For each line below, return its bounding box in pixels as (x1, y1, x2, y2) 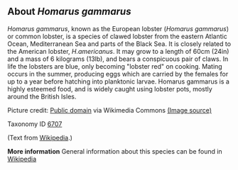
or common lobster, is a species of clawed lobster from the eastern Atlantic (7, 32, 227, 40)
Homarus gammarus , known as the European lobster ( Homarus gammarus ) (7, 24, 229, 33)
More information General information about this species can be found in (7, 147, 222, 155)
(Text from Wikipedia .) (7, 133, 73, 142)
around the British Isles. (7, 92, 77, 101)
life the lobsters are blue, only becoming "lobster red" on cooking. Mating (7, 62, 222, 70)
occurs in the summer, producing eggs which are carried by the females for (7, 69, 229, 78)
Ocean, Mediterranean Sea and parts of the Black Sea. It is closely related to (7, 39, 232, 48)
